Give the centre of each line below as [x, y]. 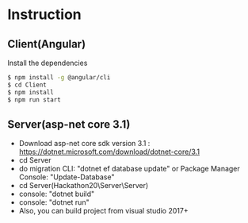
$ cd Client [27, 85]
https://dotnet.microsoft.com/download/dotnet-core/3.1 [109, 152]
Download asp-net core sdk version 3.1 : [84, 144]
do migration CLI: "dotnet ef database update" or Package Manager [130, 169]
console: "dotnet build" [57, 194]
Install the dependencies [48, 63]
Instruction [44, 15]
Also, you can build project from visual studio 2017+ [103, 211]
